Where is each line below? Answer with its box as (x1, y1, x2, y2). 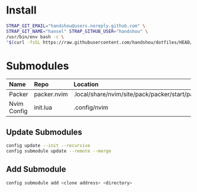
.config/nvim (73, 103, 108, 112)
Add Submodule (6, 164, 66, 174)
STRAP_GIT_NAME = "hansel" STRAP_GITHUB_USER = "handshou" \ (6, 28, 148, 34)
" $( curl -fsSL (6, 39, 41, 45)
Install (6, 4, 37, 17)
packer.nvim (34, 90, 69, 99)
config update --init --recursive (6, 143, 91, 149)
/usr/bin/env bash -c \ (6, 33, 64, 40)
